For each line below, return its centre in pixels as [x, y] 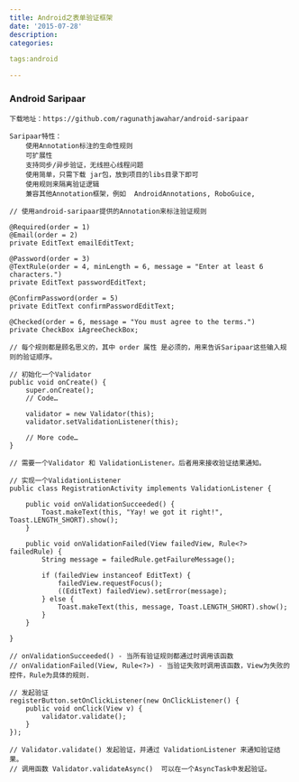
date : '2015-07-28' [46, 26]
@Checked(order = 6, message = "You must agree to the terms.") [132, 322]
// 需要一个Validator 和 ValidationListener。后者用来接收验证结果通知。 [138, 463]
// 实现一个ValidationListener [65, 481]
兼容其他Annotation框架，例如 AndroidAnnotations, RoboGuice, [140, 194]
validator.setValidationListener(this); [102, 422]
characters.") [36, 275]
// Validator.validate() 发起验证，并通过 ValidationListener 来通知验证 [142, 750]
